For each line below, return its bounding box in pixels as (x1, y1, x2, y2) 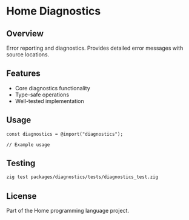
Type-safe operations (15, 91, 70, 98)
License (6, 191, 37, 201)
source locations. (6, 51, 50, 58)
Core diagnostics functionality (15, 84, 91, 92)
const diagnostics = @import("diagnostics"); (6, 131, 123, 137)
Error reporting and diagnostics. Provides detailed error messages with (6, 44, 184, 52)
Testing (6, 158, 36, 168)
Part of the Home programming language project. (6, 207, 129, 215)
